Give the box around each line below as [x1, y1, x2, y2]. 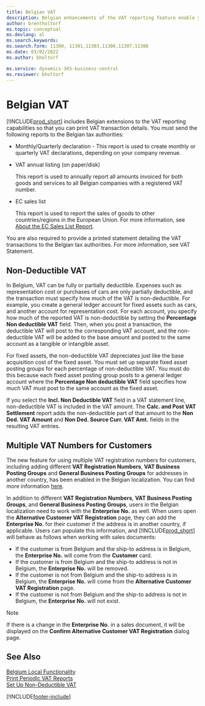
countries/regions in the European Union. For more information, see [15, 216, 185, 223]
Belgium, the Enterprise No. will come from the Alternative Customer [15, 577, 192, 585]
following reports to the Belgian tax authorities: [6, 131, 124, 138]
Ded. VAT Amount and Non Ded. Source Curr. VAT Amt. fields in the [6, 416, 179, 423]
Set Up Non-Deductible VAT [6, 681, 77, 688]
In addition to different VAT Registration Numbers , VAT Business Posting [6, 494, 192, 501]
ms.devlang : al [6, 32, 45, 38]
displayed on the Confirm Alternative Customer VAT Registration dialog [6, 627, 190, 634]
